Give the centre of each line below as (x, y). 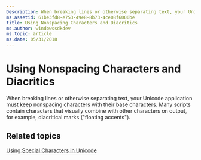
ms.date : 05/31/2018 (32, 39)
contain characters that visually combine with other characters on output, (97, 110)
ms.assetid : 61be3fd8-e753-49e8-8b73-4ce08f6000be (71, 17)
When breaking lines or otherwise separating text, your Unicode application (99, 98)
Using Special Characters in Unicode (51, 150)
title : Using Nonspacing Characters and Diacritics (72, 23)
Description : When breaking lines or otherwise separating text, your (96, 12)
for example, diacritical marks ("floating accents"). (68, 117)
